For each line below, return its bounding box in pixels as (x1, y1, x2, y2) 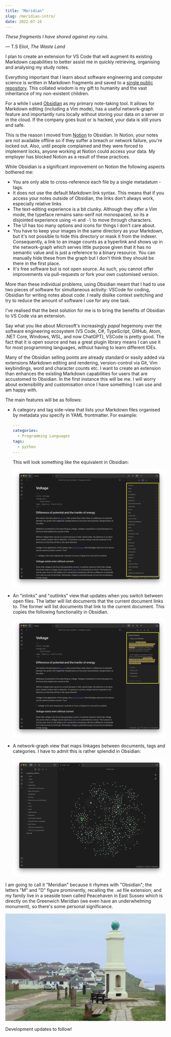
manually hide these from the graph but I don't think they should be (12, 255, 154, 261)
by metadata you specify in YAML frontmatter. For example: (12, 412, 137, 419)
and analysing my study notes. (5, 64, 70, 71)
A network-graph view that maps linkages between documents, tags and (12, 743, 165, 749)
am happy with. (5, 387, 38, 393)
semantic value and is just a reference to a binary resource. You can (12, 249, 156, 256)
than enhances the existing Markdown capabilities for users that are (5, 371, 148, 377)
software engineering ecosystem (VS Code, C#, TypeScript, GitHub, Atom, (5, 328, 162, 334)
